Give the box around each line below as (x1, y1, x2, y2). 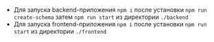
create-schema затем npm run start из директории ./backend (13, 13, 189, 21)
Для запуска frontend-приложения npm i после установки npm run (13, 20, 207, 28)
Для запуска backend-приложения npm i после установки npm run (13, 6, 207, 14)
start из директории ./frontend (13, 27, 107, 35)
